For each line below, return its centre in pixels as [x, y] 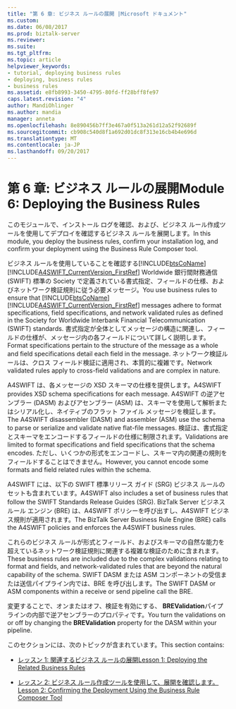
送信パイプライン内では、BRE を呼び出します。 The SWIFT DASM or [118, 583]
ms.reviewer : [26, 40]
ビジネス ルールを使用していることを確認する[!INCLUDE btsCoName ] [107, 263]
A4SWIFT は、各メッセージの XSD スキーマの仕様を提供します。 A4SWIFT [114, 384]
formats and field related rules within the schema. [79, 469]
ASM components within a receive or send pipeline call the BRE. [100, 591]
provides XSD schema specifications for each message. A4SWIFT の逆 [110, 394]
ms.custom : [23, 20]
